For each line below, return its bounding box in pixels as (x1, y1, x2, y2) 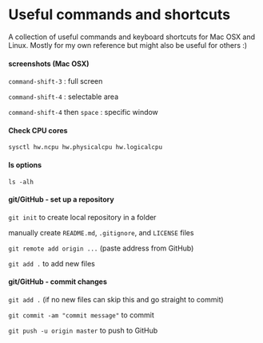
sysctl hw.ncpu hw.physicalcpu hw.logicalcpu (8, 144, 162, 152)
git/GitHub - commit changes (8, 277, 108, 286)
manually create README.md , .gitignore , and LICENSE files (8, 227, 194, 237)
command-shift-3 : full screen (8, 77, 103, 86)
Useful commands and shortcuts (8, 6, 230, 24)
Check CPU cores (8, 125, 68, 135)
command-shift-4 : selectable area (8, 92, 119, 101)
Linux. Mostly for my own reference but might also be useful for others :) (8, 40, 248, 49)
